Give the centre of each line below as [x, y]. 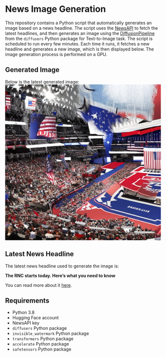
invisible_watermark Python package [51, 334]
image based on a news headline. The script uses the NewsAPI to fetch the [82, 28]
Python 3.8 [23, 312]
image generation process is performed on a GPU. [56, 54]
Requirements [27, 300]
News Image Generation [56, 9]
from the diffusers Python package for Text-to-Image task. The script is [79, 39]
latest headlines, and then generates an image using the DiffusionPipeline [80, 33]
